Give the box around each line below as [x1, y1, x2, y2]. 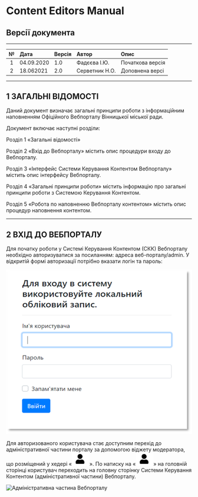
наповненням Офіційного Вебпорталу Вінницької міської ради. [6, 113, 164, 120]
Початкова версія [120, 59, 166, 66]
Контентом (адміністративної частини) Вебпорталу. [6, 473, 136, 480]
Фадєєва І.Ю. [76, 59, 110, 66]
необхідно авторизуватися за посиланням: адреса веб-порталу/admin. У [6, 252, 190, 259]
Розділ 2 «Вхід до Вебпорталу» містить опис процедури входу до [6, 147, 171, 154]
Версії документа [6, 28, 75, 38]
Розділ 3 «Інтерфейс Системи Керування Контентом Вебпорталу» [6, 165, 172, 172]
